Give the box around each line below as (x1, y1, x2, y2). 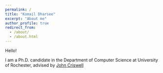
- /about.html (9, 35, 38, 39)
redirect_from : (5, 25, 36, 30)
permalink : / (5, 7, 32, 12)
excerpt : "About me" (5, 16, 47, 21)
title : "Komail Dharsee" (5, 12, 56, 17)
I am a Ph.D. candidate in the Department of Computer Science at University (5, 57, 159, 63)
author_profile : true (5, 20, 49, 26)
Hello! (5, 47, 17, 54)
